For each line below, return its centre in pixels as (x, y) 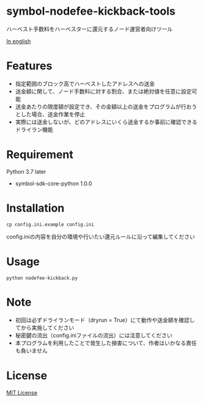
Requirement (40, 155)
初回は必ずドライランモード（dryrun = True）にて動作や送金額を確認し (105, 320)
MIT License (22, 392)
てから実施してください (45, 327)
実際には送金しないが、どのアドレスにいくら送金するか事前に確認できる (106, 122)
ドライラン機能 (34, 129)
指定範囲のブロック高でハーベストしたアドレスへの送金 (85, 83)
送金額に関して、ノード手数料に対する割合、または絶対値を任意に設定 (103, 91)
